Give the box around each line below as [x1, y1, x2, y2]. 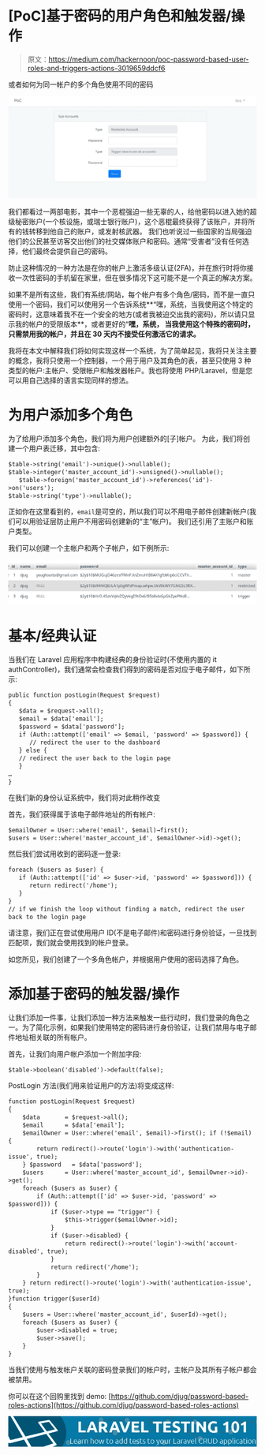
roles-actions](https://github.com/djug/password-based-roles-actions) [8, 1400, 239, 1409]
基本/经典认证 [8, 627, 97, 645]
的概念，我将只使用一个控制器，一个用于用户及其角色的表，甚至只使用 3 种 [8, 356, 252, 365]
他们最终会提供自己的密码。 [21, 246, 112, 256]
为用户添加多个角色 [8, 406, 133, 425]
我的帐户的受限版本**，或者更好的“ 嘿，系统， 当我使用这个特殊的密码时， [14, 320, 255, 329]
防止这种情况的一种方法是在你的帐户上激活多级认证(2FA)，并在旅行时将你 [8, 264, 247, 273]
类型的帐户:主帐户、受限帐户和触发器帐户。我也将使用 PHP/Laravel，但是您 [8, 366, 253, 376]
